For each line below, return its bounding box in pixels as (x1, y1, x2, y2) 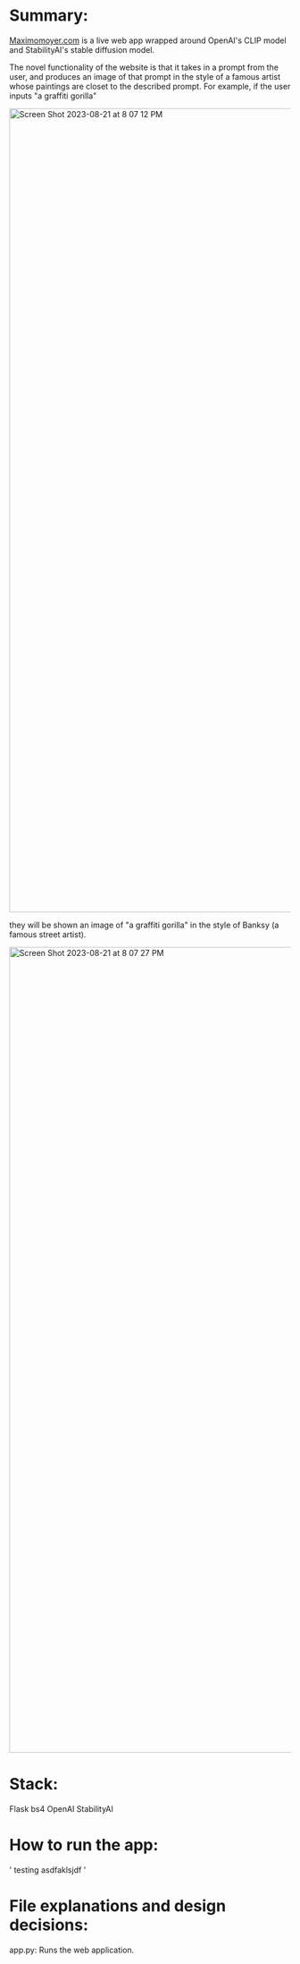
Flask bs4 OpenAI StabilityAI (9, 1803, 113, 1814)
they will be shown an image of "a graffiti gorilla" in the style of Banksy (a (9, 919, 279, 930)
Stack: (9, 1774, 59, 1795)
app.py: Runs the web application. (9, 1944, 135, 1955)
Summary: (9, 5, 89, 26)
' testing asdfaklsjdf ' (9, 1864, 87, 1875)
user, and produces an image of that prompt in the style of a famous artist (9, 71, 281, 81)
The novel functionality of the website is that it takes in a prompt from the (9, 62, 279, 73)
